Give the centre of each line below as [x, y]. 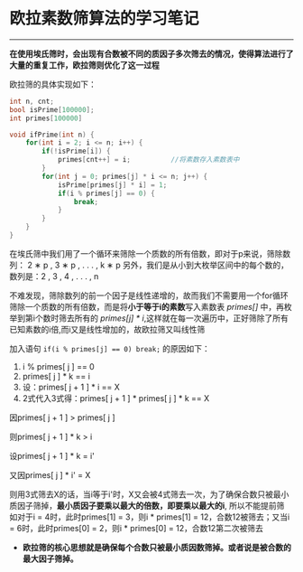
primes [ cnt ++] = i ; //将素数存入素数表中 [148, 160]
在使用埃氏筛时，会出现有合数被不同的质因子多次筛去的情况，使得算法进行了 [151, 53]
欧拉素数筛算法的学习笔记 [105, 19]
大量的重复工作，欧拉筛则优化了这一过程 [84, 65]
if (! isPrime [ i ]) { [76, 151]
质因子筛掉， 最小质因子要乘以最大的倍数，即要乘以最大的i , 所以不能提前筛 [147, 505]
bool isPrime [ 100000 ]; [52, 109]
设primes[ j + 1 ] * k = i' [52, 455]
